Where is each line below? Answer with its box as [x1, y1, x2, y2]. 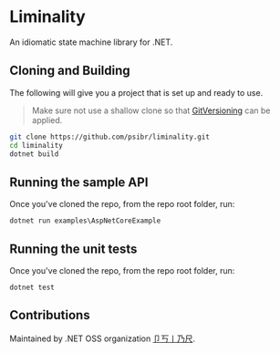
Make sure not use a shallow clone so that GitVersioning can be [31, 105, 271, 116]
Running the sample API [9, 174, 149, 190]
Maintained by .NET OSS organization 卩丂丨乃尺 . [9, 333, 196, 344]
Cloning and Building [9, 63, 130, 78]
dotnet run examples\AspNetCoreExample [9, 216, 161, 225]
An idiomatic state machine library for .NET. [9, 36, 173, 47]
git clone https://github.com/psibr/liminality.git [9, 132, 210, 141]
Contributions [9, 307, 90, 323]
